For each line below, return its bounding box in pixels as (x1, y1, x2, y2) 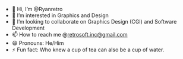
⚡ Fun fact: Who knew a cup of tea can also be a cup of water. (11, 46, 165, 53)
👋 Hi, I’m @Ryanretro (11, 6, 63, 12)
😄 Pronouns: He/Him (11, 40, 64, 47)
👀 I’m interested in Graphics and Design (11, 12, 109, 19)
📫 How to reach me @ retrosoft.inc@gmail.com (11, 31, 128, 38)
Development (11, 24, 45, 31)
